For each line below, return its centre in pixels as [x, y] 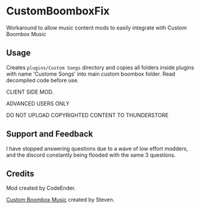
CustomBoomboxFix [58, 11]
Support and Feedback [50, 134]
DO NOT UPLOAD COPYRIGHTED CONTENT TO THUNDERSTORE [87, 115]
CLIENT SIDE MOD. [30, 92]
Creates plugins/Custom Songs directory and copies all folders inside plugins [100, 67]
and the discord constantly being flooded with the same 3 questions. [91, 155]
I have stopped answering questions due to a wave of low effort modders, [97, 148]
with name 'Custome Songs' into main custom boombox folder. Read [91, 74]
